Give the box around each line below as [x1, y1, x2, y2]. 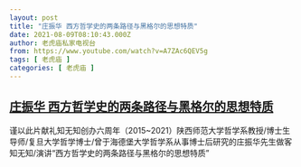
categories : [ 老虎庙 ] [9, 64, 95, 73]
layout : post [9, 13, 59, 23]
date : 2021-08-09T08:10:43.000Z [9, 30, 131, 39]
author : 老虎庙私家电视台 [9, 38, 97, 48]
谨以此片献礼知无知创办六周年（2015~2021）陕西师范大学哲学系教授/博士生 [9, 125, 291, 135]
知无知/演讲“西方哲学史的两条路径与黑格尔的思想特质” [9, 147, 210, 158]
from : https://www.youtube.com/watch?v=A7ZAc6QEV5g [9, 47, 208, 56]
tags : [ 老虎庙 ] [9, 55, 71, 64]
